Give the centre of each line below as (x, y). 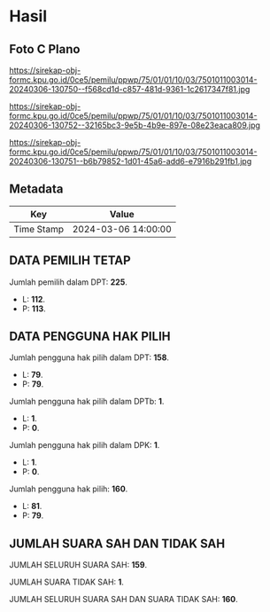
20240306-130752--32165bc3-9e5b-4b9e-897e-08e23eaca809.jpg (135, 125)
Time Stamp (39, 229)
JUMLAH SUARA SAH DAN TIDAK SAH (117, 543)
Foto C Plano (45, 49)
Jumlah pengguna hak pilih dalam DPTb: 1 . (87, 402)
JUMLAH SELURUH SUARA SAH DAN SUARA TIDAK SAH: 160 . (124, 600)
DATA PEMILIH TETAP (70, 260)
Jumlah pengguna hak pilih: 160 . (69, 489)
